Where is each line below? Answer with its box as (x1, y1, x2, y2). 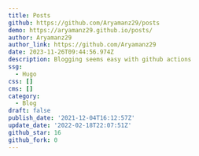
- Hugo (15, 70, 37, 78)
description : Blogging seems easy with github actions (8, 56, 192, 64)
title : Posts (8, 11, 51, 20)
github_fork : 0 (8, 136, 58, 144)
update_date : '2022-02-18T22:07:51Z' (8, 121, 132, 129)
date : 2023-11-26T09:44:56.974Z (8, 48, 114, 56)
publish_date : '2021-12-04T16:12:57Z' (8, 114, 135, 122)
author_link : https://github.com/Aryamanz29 (8, 41, 157, 49)
